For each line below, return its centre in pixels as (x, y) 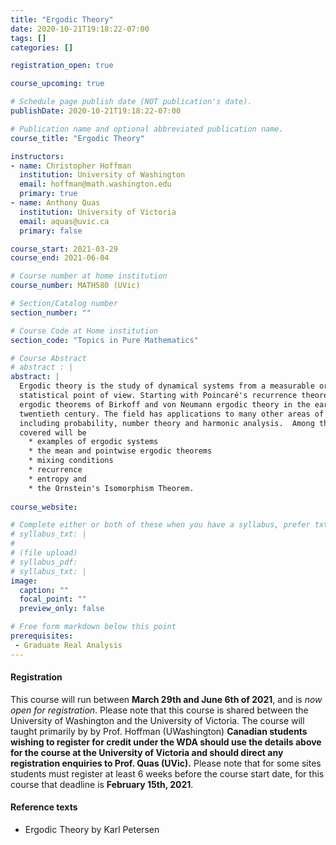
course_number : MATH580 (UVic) (75, 286)
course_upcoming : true (57, 84)
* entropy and (57, 479)
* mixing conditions (71, 461)
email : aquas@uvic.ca (64, 221)
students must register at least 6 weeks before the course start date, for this (167, 773)
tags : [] (28, 38)
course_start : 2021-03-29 (64, 249)
